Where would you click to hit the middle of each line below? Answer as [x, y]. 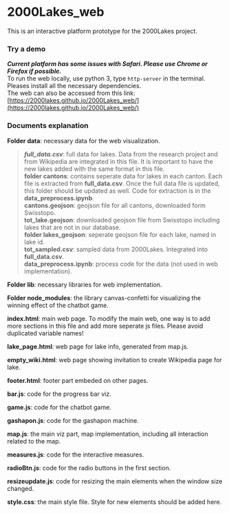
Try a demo [26, 49]
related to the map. [34, 441]
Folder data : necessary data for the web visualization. [84, 140]
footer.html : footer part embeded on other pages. [78, 380]
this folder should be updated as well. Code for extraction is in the [117, 191]
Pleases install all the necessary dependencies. [74, 86]
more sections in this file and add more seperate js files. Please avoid [105, 326]
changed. [21, 488]
